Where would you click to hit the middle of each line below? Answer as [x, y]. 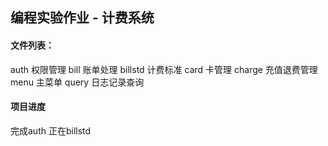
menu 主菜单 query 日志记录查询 [77, 82]
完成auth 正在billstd [51, 130]
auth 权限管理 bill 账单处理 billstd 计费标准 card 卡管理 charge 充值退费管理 [164, 69]
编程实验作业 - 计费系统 [82, 18]
